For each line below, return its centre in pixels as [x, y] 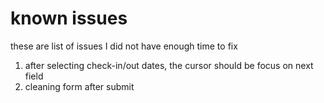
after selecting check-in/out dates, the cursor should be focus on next [169, 65]
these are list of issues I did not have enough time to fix [124, 46]
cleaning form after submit [79, 86]
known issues [69, 18]
